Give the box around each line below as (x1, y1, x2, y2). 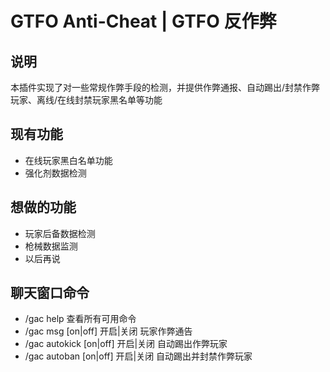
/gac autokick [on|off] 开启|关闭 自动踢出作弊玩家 (24, 338, 228, 350)
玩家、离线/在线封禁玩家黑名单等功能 (10, 94, 163, 106)
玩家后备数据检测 (24, 227, 96, 239)
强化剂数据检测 (24, 167, 87, 179)
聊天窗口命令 (10, 285, 90, 302)
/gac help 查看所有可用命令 (24, 313, 137, 325)
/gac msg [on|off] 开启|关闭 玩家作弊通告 (24, 325, 193, 337)
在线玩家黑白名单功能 (24, 154, 113, 166)
